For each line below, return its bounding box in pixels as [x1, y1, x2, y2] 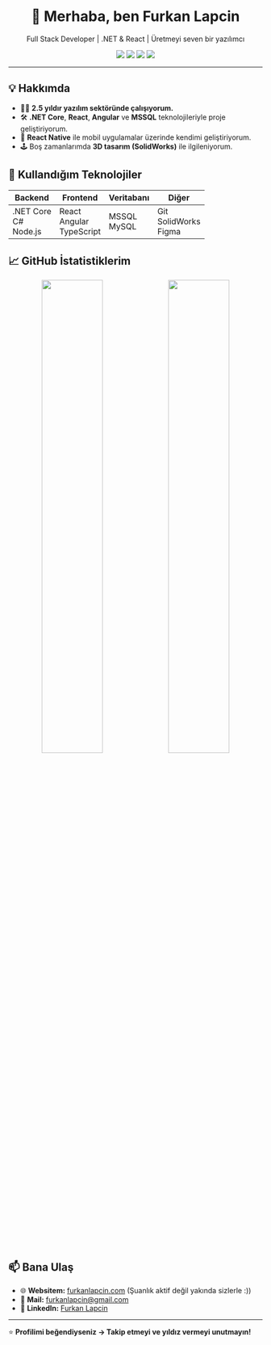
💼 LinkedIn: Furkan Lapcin [19, 1304, 108, 1313]
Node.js [12, 225, 42, 237]
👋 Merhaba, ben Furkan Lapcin [31, 7, 240, 26]
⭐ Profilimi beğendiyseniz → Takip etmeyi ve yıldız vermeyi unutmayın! [8, 1327, 252, 1337]
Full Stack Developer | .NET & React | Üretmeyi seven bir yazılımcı [26, 34, 245, 44]
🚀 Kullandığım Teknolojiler [8, 168, 143, 182]
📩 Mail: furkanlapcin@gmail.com [19, 1295, 129, 1305]
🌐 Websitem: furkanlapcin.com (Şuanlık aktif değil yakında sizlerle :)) [19, 1286, 252, 1296]
